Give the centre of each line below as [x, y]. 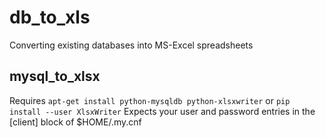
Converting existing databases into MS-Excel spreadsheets [131, 45]
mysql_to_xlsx [55, 76]
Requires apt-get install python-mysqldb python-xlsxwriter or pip [150, 100]
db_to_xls [50, 17]
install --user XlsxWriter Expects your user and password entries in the [162, 111]
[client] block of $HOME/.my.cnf [75, 122]
